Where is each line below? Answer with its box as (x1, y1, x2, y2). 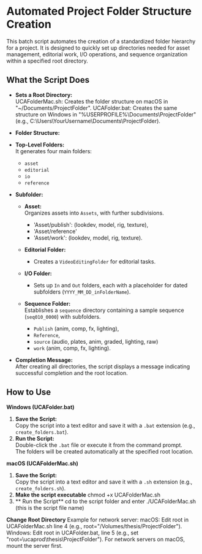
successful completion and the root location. (15, 369, 128, 376)
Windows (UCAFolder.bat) (6, 403, 75, 411)
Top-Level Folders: (15, 141, 65, 148)
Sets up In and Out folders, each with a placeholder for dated (33, 281, 188, 289)
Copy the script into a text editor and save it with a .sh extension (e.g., (15, 478, 193, 485)
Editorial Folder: (24, 246, 66, 253)
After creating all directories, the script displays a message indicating (15, 363, 190, 370)
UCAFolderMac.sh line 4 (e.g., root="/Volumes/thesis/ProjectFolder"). (6, 522, 182, 529)
